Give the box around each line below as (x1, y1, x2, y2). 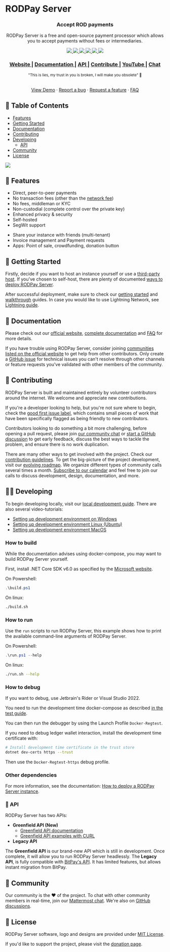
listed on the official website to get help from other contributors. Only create (5, 351, 164, 357)
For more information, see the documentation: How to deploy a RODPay (5, 783, 155, 789)
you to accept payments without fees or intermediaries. (27, 38, 143, 44)
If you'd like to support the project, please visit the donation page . (5, 941, 143, 947)
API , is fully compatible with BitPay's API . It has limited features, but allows (5, 859, 161, 865)
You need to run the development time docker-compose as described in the (5, 705, 163, 711)
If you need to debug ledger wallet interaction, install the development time (5, 730, 162, 736)
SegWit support (12, 222, 46, 228)
